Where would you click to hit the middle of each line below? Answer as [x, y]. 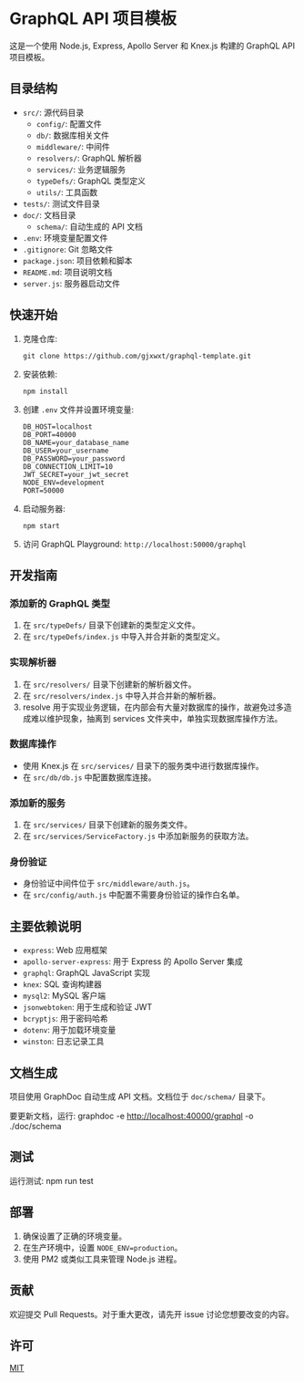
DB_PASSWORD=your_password [74, 458]
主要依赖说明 [46, 926]
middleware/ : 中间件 [73, 146]
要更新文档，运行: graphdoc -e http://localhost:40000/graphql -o [132, 1116]
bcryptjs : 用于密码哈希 [66, 1019]
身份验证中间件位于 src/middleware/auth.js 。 [109, 883]
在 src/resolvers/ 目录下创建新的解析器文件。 [109, 684]
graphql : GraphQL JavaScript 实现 [86, 973]
